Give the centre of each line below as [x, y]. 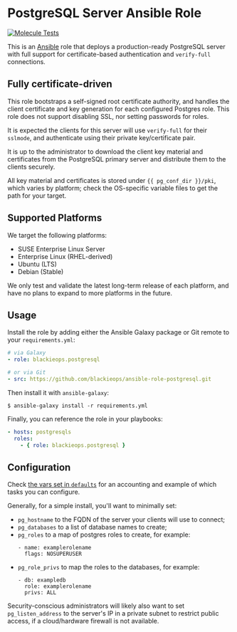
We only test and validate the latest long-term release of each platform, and [118, 285]
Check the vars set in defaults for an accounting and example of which [112, 485]
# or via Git [27, 373]
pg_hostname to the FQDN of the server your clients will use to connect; [121, 520]
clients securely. [31, 167]
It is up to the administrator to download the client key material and [105, 152]
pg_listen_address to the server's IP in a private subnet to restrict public [113, 613]
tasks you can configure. [44, 492]
